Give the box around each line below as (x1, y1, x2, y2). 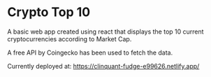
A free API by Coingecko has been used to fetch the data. (7, 48, 173, 57)
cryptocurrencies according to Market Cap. (7, 34, 132, 43)
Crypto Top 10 (7, 4, 91, 20)
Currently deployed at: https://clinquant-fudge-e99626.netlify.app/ (7, 62, 200, 70)
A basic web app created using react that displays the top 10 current (7, 27, 204, 36)
